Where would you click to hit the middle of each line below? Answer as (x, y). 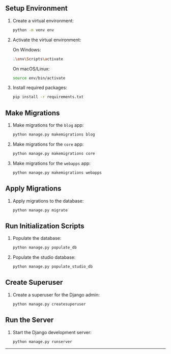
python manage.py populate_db (45, 248)
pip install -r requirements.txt (48, 97)
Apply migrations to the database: (48, 201)
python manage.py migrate (40, 210)
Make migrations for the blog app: (48, 125)
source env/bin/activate (39, 78)
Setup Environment (36, 8)
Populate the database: (37, 238)
